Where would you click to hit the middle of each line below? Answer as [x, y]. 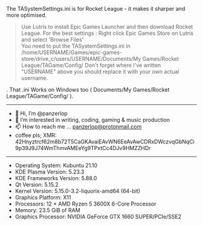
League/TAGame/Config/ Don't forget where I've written [91, 65]
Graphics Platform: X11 [43, 197]
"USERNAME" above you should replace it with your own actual [100, 71]
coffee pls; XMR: [36, 135]
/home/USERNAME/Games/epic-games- [72, 52]
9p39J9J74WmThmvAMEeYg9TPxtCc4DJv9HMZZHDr [83, 148]
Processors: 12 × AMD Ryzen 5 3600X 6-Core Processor [85, 204]
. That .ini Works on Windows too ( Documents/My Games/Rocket [88, 89]
